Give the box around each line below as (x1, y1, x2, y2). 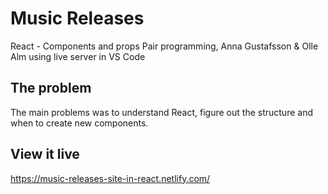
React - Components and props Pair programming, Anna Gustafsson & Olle (10, 40, 319, 52)
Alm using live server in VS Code (10, 50, 146, 62)
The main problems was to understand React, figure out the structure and (10, 106, 313, 118)
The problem (10, 80, 92, 97)
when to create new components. (10, 117, 149, 129)
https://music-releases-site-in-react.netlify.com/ (10, 172, 211, 184)
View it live (10, 146, 80, 163)
